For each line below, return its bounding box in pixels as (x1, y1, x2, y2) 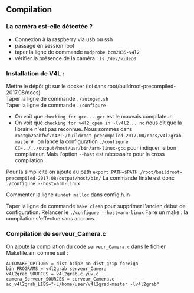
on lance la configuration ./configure (37, 138, 129, 145)
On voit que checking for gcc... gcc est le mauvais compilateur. (14, 113, 173, 120)
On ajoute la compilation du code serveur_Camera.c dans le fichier (6, 243, 166, 250)
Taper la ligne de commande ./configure (6, 101, 106, 108)
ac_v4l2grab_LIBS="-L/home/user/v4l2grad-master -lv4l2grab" (6, 281, 160, 288)
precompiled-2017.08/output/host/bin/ (6, 175, 101, 182)
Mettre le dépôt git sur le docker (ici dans (6, 83, 107, 90)
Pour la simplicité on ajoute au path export (6, 168, 109, 175)
